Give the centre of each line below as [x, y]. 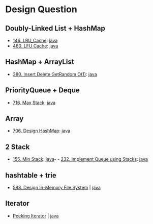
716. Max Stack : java [34, 103]
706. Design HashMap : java [41, 131]
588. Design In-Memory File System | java [56, 188]
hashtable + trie [31, 175]
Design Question [41, 9]
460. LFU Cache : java [35, 46]
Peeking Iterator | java [36, 216]
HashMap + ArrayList [40, 62]
